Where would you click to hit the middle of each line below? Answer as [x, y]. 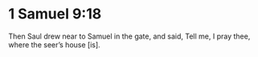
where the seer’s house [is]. [54, 44]
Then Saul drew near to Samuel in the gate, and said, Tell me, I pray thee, [129, 36]
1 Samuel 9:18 [55, 14]
